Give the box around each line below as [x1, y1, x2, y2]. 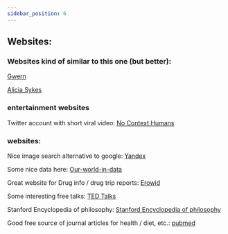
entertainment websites [7, 103, 90, 113]
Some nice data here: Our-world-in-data [7, 165, 123, 173]
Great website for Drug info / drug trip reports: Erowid [7, 178, 161, 187]
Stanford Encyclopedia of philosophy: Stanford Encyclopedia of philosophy [7, 205, 222, 213]
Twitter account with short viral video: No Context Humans [7, 118, 175, 127]
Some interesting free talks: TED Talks [7, 192, 116, 200]
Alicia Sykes [7, 86, 42, 94]
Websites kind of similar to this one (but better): [7, 56, 172, 66]
